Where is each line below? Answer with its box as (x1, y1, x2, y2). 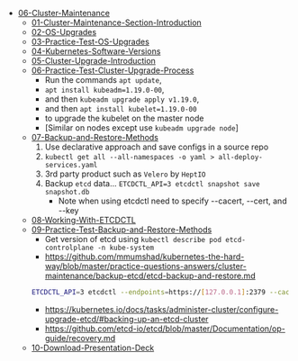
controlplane (44, 243, 95, 252)
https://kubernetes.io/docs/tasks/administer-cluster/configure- (44, 303, 279, 314)
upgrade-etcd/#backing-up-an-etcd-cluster (44, 313, 209, 324)
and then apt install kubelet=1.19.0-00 (44, 104, 197, 113)
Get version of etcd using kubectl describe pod (44, 234, 222, 244)
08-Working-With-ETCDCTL (31, 215, 137, 225)
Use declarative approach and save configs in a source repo (44, 141, 269, 152)
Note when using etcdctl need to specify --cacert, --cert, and (58, 195, 287, 206)
